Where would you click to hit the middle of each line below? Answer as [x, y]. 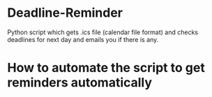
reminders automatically [79, 83]
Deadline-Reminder [65, 13]
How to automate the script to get [106, 68]
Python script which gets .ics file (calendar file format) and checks [103, 32]
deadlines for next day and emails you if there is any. [83, 39]
